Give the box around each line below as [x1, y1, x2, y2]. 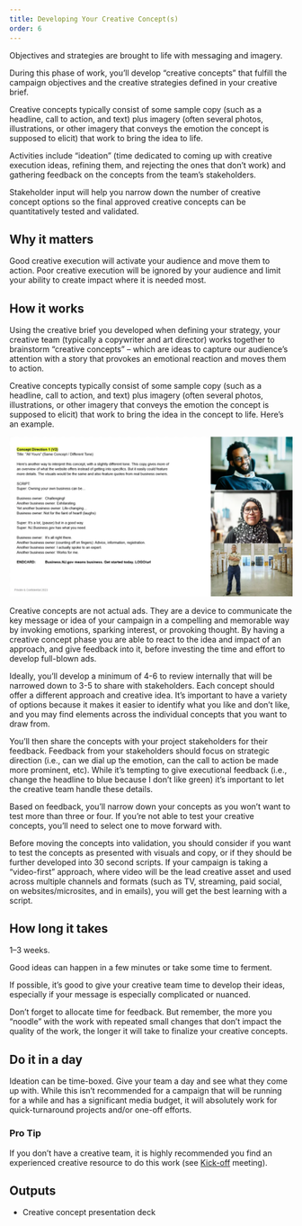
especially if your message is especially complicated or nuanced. [9, 989, 252, 1000]
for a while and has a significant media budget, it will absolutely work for [9, 1095, 278, 1106]
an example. [9, 419, 55, 429]
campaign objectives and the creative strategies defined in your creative [9, 77, 278, 87]
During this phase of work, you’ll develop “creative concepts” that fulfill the [9, 68, 288, 78]
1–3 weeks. [9, 945, 50, 956]
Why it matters [9, 231, 94, 247]
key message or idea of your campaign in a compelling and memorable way [9, 615, 290, 626]
